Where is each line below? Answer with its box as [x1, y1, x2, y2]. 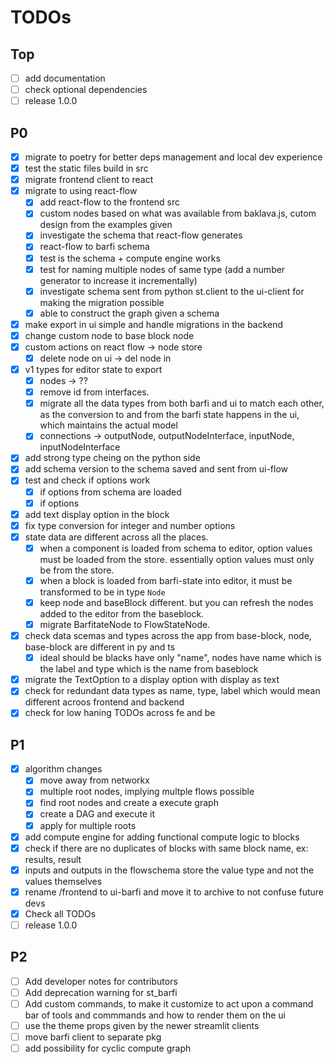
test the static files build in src [24, 162, 149, 175]
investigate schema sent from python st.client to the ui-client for [39, 285, 305, 297]
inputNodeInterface [39, 441, 121, 453]
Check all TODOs [24, 907, 97, 920]
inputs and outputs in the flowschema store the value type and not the [24, 864, 315, 876]
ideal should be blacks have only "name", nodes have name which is [39, 652, 322, 664]
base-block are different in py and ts [24, 641, 176, 653]
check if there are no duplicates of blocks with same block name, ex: [24, 842, 309, 854]
